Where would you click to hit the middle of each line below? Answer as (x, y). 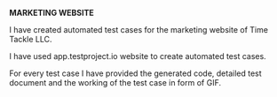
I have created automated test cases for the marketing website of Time (139, 30)
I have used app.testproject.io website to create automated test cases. (138, 56)
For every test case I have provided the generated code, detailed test (135, 73)
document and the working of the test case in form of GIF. (115, 82)
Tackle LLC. (31, 39)
